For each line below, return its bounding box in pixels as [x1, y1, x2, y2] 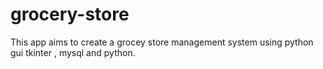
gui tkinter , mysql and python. [10, 46, 136, 58]
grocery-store [10, 3, 130, 26]
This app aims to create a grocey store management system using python [10, 36, 314, 48]
